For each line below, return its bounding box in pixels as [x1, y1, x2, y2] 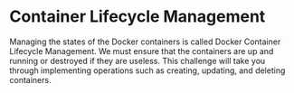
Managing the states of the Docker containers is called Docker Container [9, 36, 281, 47]
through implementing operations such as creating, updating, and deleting [9, 65, 286, 76]
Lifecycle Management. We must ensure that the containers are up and [9, 45, 274, 56]
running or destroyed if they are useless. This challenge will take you [9, 55, 266, 66]
